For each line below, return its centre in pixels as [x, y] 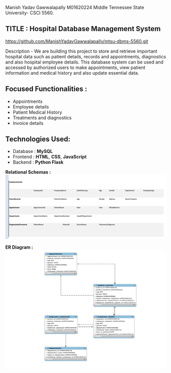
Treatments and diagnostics [42, 118]
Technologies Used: [38, 139]
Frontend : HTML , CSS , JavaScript [50, 157]
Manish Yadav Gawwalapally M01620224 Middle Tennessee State [75, 7]
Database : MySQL [33, 151]
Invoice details [28, 123]
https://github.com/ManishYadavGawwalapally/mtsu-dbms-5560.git [77, 41]
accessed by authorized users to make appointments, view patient [76, 67]
